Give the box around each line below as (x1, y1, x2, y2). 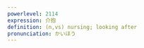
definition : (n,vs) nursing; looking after (7, 23, 138, 30)
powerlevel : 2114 (7, 10, 59, 18)
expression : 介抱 (7, 17, 56, 24)
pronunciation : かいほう (7, 30, 76, 37)
